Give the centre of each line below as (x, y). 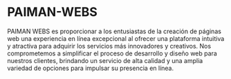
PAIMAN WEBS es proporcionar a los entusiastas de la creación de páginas (114, 31)
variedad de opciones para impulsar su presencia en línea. (91, 68)
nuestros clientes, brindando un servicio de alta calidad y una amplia (105, 60)
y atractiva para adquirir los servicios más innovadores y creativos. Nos (109, 46)
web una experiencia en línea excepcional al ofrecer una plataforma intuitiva (116, 38)
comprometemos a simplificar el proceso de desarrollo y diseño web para (112, 53)
